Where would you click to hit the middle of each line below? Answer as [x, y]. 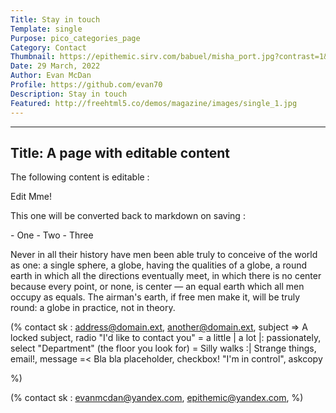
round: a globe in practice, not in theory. [93, 308]
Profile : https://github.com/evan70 [86, 85]
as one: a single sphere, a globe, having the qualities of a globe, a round [159, 265]
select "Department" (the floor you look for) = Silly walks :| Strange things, [163, 348]
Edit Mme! [31, 197]
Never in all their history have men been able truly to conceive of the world [164, 255]
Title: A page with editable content [120, 152]
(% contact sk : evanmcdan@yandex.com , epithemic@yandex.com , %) [157, 398]
